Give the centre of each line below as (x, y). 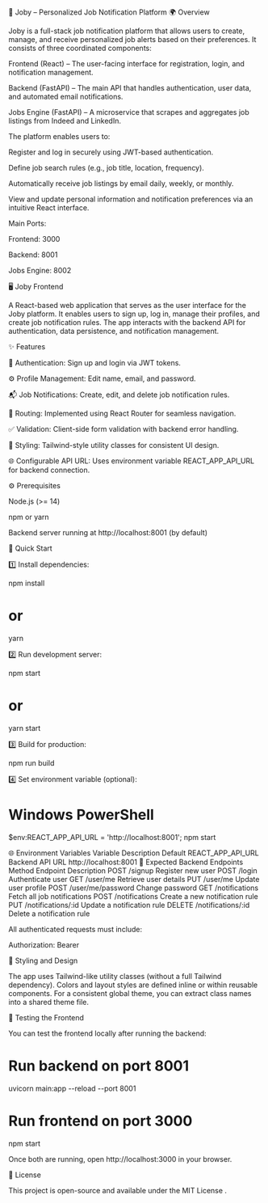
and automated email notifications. (66, 97)
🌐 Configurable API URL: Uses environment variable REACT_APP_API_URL (132, 461)
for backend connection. (49, 470)
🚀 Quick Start (30, 548)
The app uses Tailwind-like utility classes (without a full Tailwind (115, 976)
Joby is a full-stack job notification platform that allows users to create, (127, 31)
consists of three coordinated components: (80, 48)
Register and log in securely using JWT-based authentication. (111, 152)
